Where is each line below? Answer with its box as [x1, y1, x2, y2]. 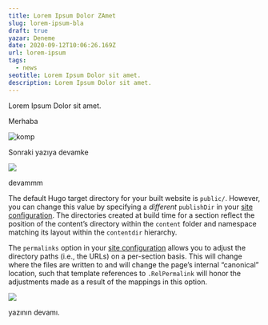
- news [15, 64, 38, 72]
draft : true [8, 26, 48, 34]
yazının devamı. [8, 307, 60, 317]
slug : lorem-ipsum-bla [8, 19, 84, 27]
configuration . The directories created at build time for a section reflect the [8, 210, 255, 220]
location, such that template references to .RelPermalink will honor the [8, 268, 242, 278]
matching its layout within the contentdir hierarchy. [8, 227, 178, 237]
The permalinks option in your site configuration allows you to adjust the [8, 243, 246, 252]
